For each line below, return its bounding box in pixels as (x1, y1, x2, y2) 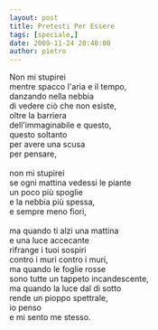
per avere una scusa (9, 139, 86, 150)
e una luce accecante (9, 235, 90, 246)
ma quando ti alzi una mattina (9, 225, 119, 236)
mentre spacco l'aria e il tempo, (9, 81, 127, 92)
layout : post (9, 13, 59, 23)
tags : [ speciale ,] (9, 30, 79, 39)
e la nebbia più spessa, (9, 196, 96, 208)
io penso (9, 302, 42, 313)
